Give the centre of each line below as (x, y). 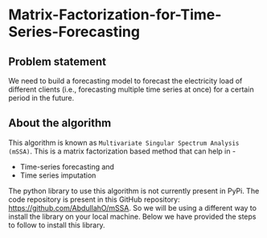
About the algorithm (60, 123)
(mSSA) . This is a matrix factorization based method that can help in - (122, 151)
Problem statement (58, 62)
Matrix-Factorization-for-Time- (115, 15)
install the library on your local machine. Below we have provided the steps (132, 216)
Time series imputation (58, 175)
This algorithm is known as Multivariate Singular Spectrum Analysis (124, 142)
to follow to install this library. (57, 225)
